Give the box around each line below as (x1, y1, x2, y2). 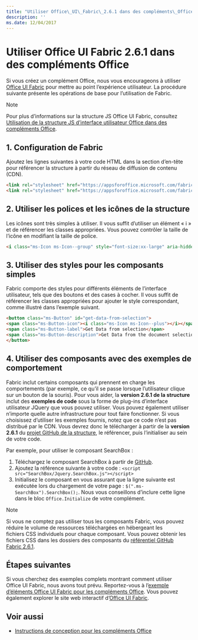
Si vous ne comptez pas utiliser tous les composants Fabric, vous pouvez (6, 518, 184, 525)
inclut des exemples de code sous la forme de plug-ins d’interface (6, 397, 168, 405)
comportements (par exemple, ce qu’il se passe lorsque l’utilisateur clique (6, 385, 186, 392)
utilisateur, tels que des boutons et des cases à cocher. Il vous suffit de (6, 291, 179, 299)
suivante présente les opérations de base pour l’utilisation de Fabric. (6, 90, 172, 97)
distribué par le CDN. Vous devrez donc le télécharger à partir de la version (6, 422, 190, 429)
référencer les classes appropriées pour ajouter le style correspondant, (6, 298, 180, 305)
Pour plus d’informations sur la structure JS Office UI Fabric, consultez (6, 113, 178, 120)
